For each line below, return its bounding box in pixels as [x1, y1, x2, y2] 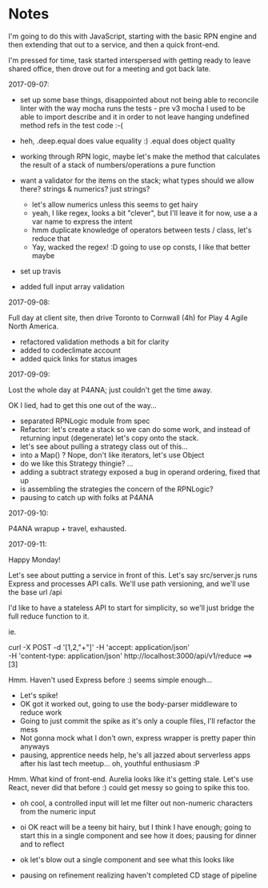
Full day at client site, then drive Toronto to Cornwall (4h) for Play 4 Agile [8, 313, 248, 322]
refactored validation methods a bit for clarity [19, 337, 170, 346]
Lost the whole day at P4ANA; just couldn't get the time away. [8, 385, 213, 394]
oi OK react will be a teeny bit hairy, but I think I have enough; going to [19, 822, 252, 832]
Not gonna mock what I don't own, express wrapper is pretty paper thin [19, 733, 256, 742]
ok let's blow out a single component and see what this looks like [19, 854, 234, 864]
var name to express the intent [31, 216, 133, 226]
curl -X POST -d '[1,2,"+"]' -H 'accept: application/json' [8, 642, 190, 652]
